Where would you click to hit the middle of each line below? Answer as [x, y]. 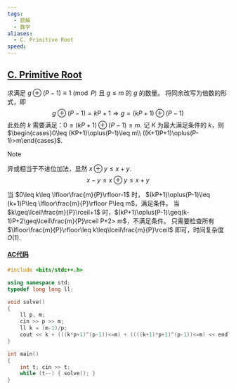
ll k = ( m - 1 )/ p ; [44, 328]
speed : [17, 46]
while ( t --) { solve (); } [58, 374]
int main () [23, 354]
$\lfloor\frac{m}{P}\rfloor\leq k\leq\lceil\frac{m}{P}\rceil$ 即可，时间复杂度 [116, 229]
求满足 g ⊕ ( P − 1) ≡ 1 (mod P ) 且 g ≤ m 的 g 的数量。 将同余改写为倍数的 [114, 93]
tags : [15, 14]
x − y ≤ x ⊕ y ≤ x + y [118, 180]
